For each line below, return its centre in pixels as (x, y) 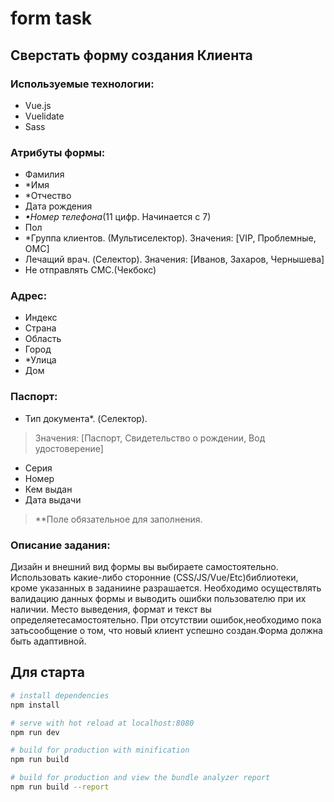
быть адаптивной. (48, 641)
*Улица (40, 360)
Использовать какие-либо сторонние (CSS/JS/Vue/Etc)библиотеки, (154, 578)
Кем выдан (48, 489)
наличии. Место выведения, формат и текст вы (111, 609)
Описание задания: (60, 545)
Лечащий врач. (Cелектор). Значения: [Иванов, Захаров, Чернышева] (174, 259)
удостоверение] (69, 448)
